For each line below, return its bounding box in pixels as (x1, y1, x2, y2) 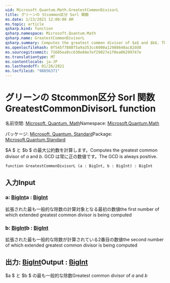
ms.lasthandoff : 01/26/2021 (5, 64, 65, 69)
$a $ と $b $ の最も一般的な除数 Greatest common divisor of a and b (5, 272, 148, 278)
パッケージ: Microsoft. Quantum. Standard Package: (5, 131, 112, 137)
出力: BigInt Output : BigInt (5, 258, 88, 267)
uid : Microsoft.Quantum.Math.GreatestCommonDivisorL (5, 7, 119, 13)
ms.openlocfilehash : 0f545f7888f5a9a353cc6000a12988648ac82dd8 (5, 45, 142, 50)
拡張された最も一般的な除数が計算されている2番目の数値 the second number (5, 236, 164, 243)
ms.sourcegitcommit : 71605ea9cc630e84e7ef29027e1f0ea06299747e (5, 50, 142, 55)
